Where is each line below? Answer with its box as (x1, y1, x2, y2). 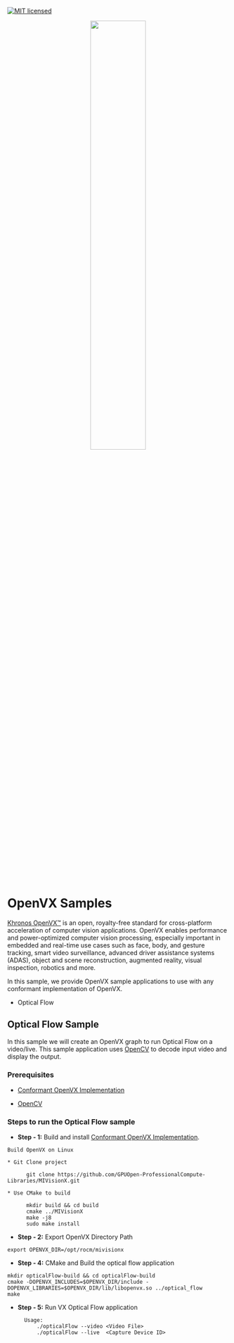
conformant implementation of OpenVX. (7, 984, 123, 992)
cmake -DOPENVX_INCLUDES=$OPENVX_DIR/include (7, 1278, 143, 1286)
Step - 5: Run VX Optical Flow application (17, 1303, 138, 1312)
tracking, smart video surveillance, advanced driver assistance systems (7, 948, 215, 957)
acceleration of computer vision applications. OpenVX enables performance (7, 926, 227, 934)
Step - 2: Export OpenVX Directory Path (17, 1232, 134, 1242)
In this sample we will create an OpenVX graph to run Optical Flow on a (7, 1037, 213, 1045)
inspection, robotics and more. (7, 963, 96, 971)
